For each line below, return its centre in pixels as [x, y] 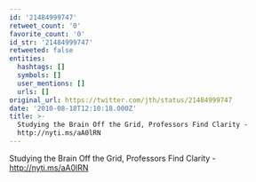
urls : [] [33, 91]
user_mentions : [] [52, 83]
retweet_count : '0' [45, 26]
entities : [28, 59]
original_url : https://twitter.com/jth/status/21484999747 [121, 100]
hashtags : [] [41, 67]
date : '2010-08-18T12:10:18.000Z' [73, 108]
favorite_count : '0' [48, 34]
